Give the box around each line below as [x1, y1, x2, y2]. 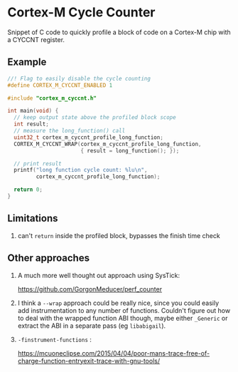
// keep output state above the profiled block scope [13, 114, 176, 121]
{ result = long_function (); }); [80, 147, 180, 154]
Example [7, 56, 47, 68]
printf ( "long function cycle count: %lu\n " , [13, 167, 148, 174]
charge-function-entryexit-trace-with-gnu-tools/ [17, 356, 161, 365]
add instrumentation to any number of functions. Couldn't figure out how [17, 306, 231, 314]
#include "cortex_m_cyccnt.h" [7, 94, 97, 102]
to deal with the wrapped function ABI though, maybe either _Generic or [17, 314, 229, 322]
